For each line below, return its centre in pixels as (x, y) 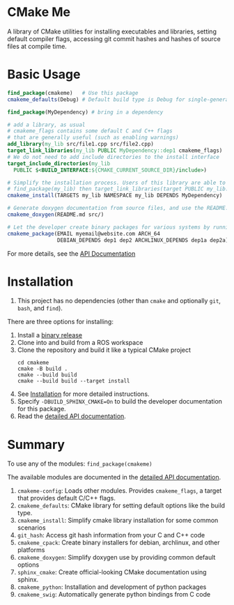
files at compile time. (37, 46)
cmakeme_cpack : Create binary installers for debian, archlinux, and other (118, 543)
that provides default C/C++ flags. (67, 498)
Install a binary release (49, 335)
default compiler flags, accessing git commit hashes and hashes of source (114, 38)
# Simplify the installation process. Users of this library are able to (117, 183)
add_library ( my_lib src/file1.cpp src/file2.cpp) (81, 144)
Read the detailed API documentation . (72, 416)
